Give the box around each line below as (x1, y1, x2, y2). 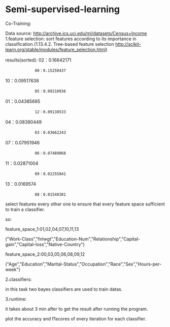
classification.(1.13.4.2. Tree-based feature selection (5, 41, 114, 47)
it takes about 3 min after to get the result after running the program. (5, 306, 148, 312)
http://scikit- (115, 41, 141, 47)
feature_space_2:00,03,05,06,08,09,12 (5, 251, 85, 257)
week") (5, 266, 20, 273)
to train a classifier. (5, 206, 45, 212)
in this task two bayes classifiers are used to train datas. (5, 286, 123, 292)
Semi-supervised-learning (5, 4, 120, 15)
